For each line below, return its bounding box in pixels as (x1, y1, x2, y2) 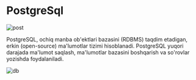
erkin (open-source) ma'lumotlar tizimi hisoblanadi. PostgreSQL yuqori (6, 42, 184, 49)
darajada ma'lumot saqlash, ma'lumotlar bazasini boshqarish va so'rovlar (6, 48, 190, 56)
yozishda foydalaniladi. (6, 55, 64, 62)
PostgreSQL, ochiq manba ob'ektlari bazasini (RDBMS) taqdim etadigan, (6, 35, 188, 43)
